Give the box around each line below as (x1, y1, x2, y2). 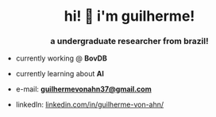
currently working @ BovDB (15, 53, 107, 63)
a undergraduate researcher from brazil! (50, 36, 209, 47)
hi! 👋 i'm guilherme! (64, 7, 195, 25)
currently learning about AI (15, 69, 105, 79)
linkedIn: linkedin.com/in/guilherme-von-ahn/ (15, 99, 164, 110)
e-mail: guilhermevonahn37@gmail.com (15, 84, 152, 94)
